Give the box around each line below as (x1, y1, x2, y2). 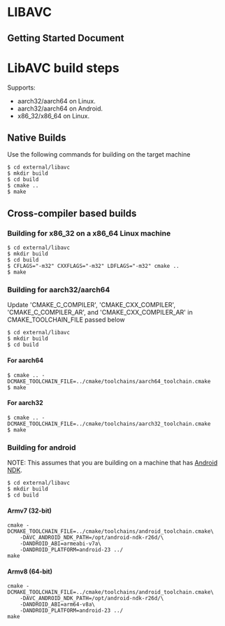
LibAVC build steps (7, 60, 120, 76)
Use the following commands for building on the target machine (7, 150, 191, 159)
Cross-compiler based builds (7, 207, 137, 219)
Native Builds (7, 131, 66, 143)
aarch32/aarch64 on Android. (17, 104, 103, 113)
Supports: (7, 83, 36, 92)
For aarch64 (7, 356, 44, 364)
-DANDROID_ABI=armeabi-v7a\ (20, 540, 101, 548)
